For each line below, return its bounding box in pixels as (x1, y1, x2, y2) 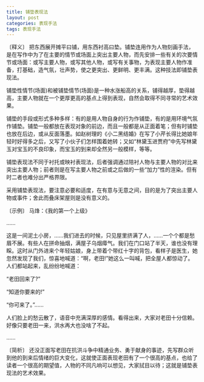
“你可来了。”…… (6, 301, 44, 308)
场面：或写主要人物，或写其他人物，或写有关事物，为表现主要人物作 (16, 58, 187, 66)
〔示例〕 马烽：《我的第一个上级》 (6, 207, 90, 214)
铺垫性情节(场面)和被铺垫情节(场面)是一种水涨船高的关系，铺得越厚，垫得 (6, 87, 190, 94)
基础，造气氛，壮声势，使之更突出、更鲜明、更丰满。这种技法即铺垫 (22, 66, 192, 74)
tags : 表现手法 (6, 26, 41, 32)
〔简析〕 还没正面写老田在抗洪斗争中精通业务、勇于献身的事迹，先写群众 (6, 347, 189, 354)
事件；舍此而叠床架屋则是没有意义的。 (16, 194, 113, 202)
